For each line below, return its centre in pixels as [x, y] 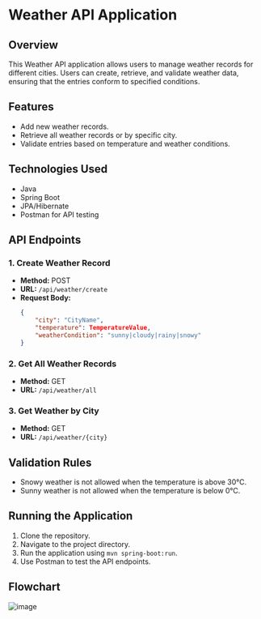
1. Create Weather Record [59, 263]
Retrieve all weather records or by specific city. [99, 134]
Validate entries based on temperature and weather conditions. [125, 143]
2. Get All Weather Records [63, 364]
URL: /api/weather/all [58, 390]
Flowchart [34, 587]
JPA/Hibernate [44, 206]
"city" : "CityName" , [69, 320]
